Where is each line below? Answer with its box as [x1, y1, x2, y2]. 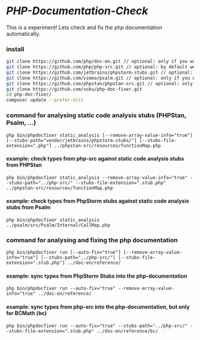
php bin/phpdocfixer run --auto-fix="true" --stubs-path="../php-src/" [6, 323, 187, 329]
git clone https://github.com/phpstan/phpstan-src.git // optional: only [6, 80, 193, 87]
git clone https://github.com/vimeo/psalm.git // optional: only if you [6, 75, 190, 81]
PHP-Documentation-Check [6, 4, 149, 18]
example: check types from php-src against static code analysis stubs [6, 155, 185, 162]
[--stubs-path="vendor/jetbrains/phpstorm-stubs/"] [6, 137, 137, 143]
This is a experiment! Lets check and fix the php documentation [6, 24, 162, 31]
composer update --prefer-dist [6, 97, 84, 103]
